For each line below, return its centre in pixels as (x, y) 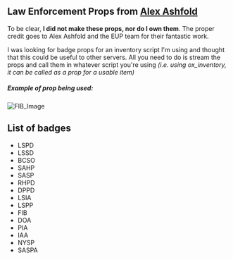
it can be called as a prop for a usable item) (71, 72)
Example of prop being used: (50, 88)
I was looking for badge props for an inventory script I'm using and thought (116, 49)
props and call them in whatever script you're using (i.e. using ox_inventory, (117, 64)
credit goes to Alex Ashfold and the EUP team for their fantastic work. (108, 36)
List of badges (39, 129)
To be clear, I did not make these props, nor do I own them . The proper (111, 28)
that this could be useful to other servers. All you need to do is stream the (114, 57)
